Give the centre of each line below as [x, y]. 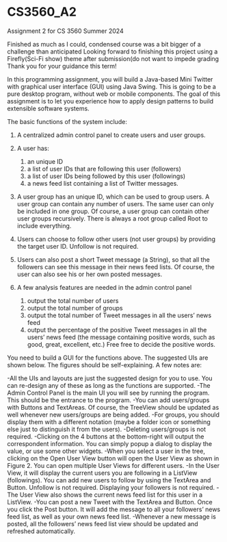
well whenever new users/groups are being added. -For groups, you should [113, 415]
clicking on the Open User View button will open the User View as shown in [113, 458]
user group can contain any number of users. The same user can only [115, 204]
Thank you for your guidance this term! [62, 66]
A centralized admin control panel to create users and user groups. [111, 135]
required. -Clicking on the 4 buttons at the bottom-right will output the [106, 436]
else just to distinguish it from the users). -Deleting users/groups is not [107, 429]
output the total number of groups [75, 308]
